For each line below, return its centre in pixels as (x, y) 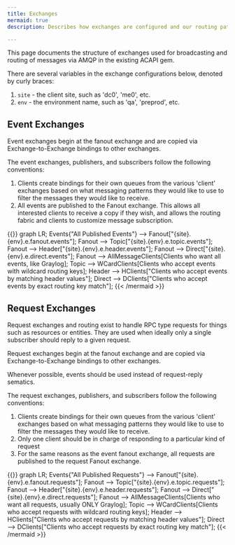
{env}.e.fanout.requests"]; (45, 482)
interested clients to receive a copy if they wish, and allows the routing (119, 213)
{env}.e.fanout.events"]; (42, 242)
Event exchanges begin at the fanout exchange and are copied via (102, 142)
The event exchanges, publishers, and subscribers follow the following (109, 163)
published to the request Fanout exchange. (79, 461)
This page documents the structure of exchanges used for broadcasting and (117, 53)
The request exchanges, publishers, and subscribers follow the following (112, 395)
